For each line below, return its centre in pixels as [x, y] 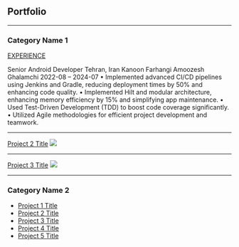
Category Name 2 [38, 190]
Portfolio [27, 12]
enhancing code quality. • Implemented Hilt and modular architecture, [110, 93]
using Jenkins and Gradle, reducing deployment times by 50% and [105, 85]
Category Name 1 [38, 40]
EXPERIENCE [27, 56]
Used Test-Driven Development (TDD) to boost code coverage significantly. [118, 107]
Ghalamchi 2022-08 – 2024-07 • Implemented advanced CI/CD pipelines [115, 77]
